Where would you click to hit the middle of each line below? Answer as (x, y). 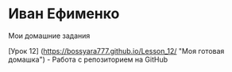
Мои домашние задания (49, 36)
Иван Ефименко (64, 14)
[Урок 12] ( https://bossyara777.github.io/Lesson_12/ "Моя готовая (116, 51)
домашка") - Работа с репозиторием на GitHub (88, 59)
